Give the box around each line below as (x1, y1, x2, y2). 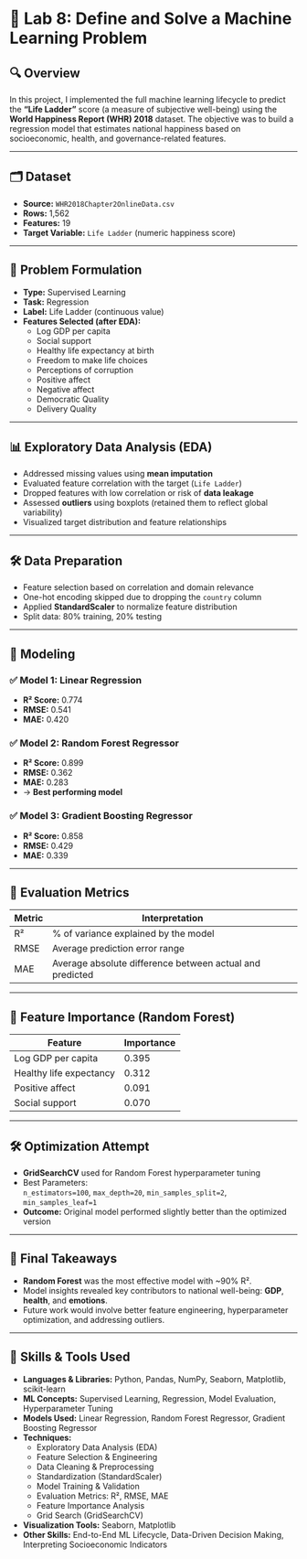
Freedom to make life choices (36, 354, 148, 365)
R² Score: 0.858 (22, 830, 84, 841)
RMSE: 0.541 (22, 704, 71, 715)
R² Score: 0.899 (22, 758, 84, 769)
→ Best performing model (22, 787, 123, 798)
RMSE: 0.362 (22, 768, 73, 779)
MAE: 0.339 (22, 850, 69, 861)
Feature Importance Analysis (36, 1500, 145, 1511)
